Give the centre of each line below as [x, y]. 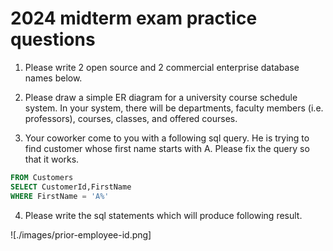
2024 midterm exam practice [134, 18]
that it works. [52, 159]
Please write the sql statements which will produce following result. [163, 215]
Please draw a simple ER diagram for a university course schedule [161, 97]
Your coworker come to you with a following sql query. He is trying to [167, 138]
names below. [53, 78]
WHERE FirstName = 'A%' [60, 196]
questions [53, 39]
